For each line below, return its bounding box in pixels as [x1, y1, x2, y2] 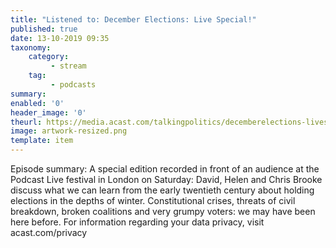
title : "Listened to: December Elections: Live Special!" [10, 14, 257, 25]
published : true [10, 24, 78, 34]
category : [28, 52, 70, 62]
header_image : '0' [10, 107, 87, 118]
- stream [50, 61, 87, 71]
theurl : [10, 117, 43, 127]
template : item [10, 136, 74, 146]
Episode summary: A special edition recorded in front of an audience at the [10, 163, 320, 175]
